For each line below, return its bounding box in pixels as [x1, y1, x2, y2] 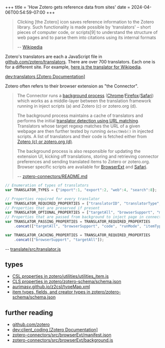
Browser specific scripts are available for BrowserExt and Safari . [17, 164, 148, 170]
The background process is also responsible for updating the [17, 148, 141, 154]
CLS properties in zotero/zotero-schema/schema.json [12, 279, 121, 285]
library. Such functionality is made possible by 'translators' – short [17, 24, 151, 30]
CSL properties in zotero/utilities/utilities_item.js [12, 273, 109, 279]
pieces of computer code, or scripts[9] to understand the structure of [17, 29, 158, 35]
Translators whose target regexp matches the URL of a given [17, 123, 140, 129]
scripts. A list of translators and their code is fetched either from [17, 134, 147, 139]
